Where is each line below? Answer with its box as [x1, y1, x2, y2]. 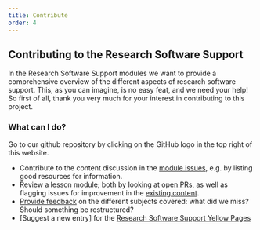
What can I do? [8, 122, 67, 133]
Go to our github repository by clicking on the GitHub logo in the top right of [8, 139, 253, 149]
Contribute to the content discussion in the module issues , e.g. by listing [19, 162, 253, 173]
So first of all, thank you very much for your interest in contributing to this [8, 93, 245, 103]
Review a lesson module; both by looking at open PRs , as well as [19, 180, 229, 189]
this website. [8, 148, 49, 157]
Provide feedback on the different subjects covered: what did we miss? [19, 196, 249, 206]
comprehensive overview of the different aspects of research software [8, 77, 237, 86]
